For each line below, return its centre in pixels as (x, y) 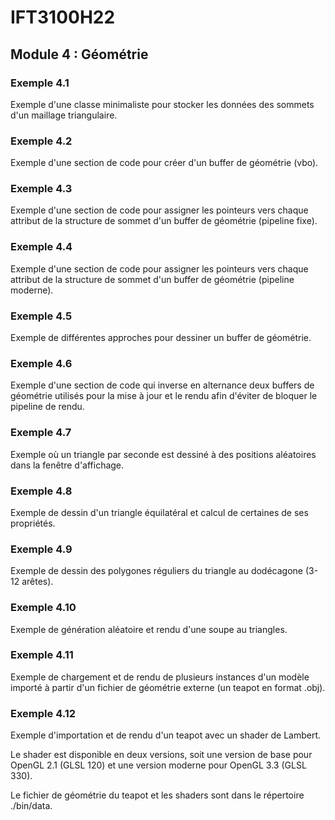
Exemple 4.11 (42, 655)
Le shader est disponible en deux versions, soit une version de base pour (161, 755)
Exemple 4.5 (41, 316)
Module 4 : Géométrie (79, 54)
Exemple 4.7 (41, 433)
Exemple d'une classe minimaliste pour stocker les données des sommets (162, 104)
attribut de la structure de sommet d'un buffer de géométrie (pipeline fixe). (164, 221)
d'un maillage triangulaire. (64, 115)
